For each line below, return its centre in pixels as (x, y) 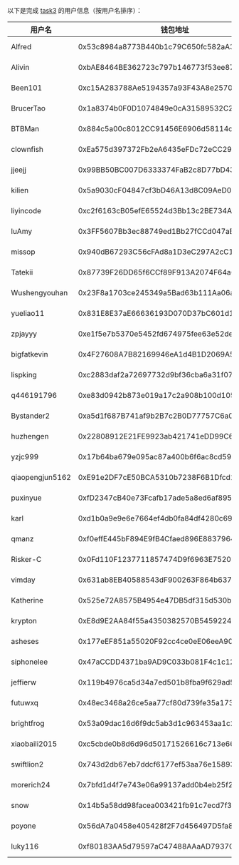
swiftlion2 (27, 764)
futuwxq (25, 703)
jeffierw (24, 682)
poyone (24, 826)
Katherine (27, 600)
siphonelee (30, 662)
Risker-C (26, 559)
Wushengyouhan (39, 293)
